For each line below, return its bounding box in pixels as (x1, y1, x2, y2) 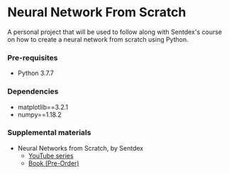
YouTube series (28, 151, 74, 160)
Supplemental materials (7, 128, 91, 138)
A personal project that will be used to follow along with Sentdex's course (7, 28, 223, 36)
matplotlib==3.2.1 (17, 103, 69, 111)
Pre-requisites (7, 52, 58, 62)
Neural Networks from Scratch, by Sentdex (17, 144, 144, 152)
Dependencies (7, 86, 59, 96)
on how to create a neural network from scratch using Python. (7, 35, 189, 43)
